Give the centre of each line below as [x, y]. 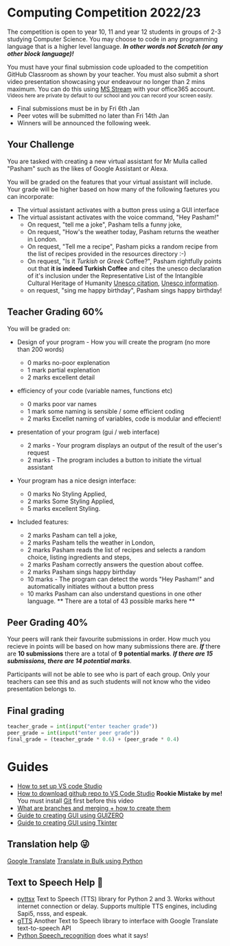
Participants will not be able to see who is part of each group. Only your [108, 674]
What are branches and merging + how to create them [94, 808]
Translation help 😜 [48, 844]
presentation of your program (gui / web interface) [88, 432]
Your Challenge [41, 145]
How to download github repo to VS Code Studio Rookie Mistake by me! [120, 793]
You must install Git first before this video [75, 801]
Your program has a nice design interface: [77, 481]
